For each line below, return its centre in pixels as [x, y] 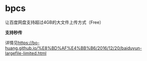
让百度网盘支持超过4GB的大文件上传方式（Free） [54, 22]
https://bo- [29, 43]
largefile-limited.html [26, 53]
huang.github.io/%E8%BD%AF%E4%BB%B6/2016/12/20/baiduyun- [73, 48]
